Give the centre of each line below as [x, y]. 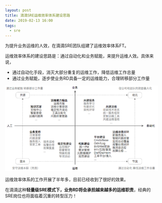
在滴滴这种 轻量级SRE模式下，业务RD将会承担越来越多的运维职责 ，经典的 [78, 190]
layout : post [18, 10]
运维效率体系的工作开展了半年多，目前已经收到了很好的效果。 [67, 180]
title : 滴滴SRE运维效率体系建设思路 [38, 15]
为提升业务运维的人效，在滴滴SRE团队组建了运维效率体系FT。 [67, 46]
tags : [10, 26]
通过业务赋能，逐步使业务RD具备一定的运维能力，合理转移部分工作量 [81, 78]
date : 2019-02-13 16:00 [29, 20]
